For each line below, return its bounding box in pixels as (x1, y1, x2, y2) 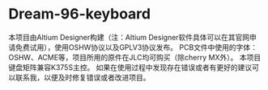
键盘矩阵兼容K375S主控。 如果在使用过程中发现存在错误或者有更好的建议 (8, 62, 253, 72)
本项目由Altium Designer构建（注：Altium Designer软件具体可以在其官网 (8, 32, 250, 42)
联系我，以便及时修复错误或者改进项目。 (15, 72, 151, 82)
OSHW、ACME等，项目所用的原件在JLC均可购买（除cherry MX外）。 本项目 (8, 52, 262, 62)
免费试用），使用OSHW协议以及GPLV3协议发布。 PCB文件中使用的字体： (15, 42, 257, 52)
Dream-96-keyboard (8, 5, 151, 23)
